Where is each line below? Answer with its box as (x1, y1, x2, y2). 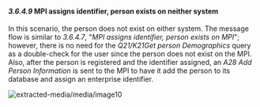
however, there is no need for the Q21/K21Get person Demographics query (8, 40, 251, 51)
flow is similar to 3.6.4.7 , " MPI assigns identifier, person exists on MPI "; (8, 32, 239, 42)
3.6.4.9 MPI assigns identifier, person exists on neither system (8, 6, 219, 16)
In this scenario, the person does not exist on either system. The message (8, 24, 249, 33)
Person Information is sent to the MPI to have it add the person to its (8, 66, 231, 75)
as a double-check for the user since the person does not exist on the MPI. (8, 49, 252, 59)
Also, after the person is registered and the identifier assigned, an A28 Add (8, 58, 252, 67)
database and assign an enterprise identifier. (8, 75, 154, 84)
